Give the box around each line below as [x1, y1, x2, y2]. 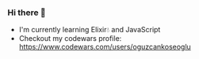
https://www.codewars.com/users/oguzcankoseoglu [18, 42, 191, 52]
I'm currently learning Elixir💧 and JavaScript [18, 25, 161, 35]
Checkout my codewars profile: [18, 34, 122, 43]
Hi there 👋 [7, 7, 47, 18]
